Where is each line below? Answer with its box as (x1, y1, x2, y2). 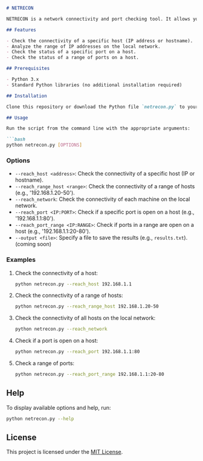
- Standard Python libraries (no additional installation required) (6, 81, 182, 88)
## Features (6, 27, 36, 33)
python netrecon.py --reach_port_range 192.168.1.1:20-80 (14, 371, 164, 378)
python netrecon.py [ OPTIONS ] (6, 142, 83, 148)
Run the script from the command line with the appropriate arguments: (6, 126, 190, 132)
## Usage (6, 115, 28, 121)
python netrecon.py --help (6, 416, 74, 422)
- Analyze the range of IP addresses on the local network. (6, 43, 161, 49)
